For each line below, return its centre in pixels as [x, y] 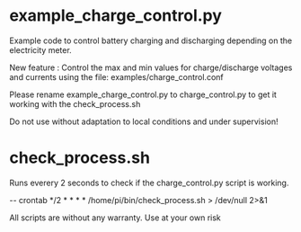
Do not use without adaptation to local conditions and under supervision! [144, 121]
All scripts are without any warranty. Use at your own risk [115, 218]
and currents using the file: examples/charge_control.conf [116, 76]
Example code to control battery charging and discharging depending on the [151, 40]
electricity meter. [40, 49]
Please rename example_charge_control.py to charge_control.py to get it [143, 94]
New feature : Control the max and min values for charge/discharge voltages [151, 67]
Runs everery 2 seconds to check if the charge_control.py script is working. [149, 183]
